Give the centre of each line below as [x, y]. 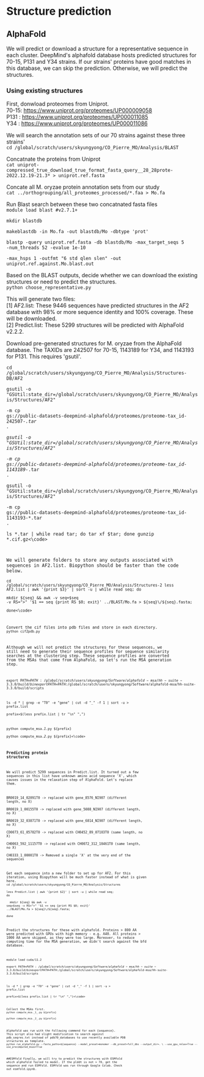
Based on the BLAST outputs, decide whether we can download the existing [102, 275]
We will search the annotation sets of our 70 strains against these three [96, 136]
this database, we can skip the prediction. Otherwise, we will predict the [97, 68]
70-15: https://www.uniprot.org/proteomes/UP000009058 [79, 110]
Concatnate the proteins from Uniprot [53, 159]
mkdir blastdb [24, 221]
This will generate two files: [41, 299]
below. [15, 571]
